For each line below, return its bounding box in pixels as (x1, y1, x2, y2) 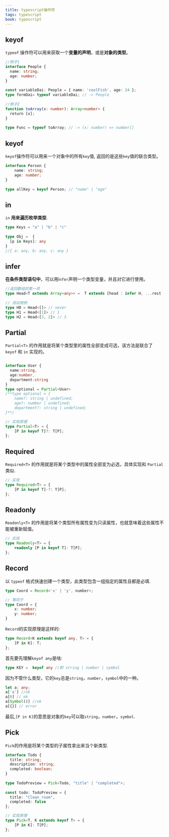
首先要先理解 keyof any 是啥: (5, 655, 63, 661)
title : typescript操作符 (5, 7, 55, 13)
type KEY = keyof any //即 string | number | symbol (5, 665, 120, 670)
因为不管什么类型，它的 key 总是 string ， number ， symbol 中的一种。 (5, 675, 141, 681)
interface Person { (5, 163, 46, 169)
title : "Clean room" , (10, 795, 55, 800)
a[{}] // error (5, 704, 37, 709)
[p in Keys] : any (10, 239, 46, 244)
